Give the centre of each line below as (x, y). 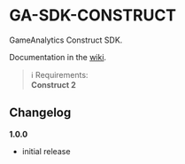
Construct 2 (54, 84)
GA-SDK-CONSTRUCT (93, 16)
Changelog (40, 113)
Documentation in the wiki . (58, 57)
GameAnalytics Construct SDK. (66, 40)
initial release (46, 151)
